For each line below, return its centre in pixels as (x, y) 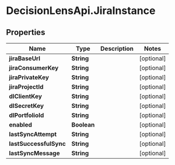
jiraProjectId (26, 87)
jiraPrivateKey (29, 77)
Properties (26, 32)
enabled (20, 125)
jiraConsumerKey (34, 68)
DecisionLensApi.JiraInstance (81, 11)
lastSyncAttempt (33, 134)
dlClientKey (26, 96)
